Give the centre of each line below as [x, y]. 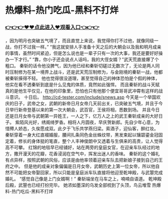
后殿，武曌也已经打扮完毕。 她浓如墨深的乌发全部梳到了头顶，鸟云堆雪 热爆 [83, 185]
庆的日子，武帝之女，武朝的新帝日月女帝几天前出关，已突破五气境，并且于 [82, 104]
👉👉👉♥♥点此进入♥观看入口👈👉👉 [52, 27]
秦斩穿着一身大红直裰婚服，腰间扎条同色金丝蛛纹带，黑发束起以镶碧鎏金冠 [82, 135]
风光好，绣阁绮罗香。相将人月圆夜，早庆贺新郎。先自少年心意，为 [92, 122]
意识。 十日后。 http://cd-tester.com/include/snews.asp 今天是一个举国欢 [85, 97]
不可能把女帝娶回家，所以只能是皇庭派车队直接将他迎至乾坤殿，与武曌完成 [86, 173]
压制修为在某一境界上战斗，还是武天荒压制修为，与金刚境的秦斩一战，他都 [86, 72]
